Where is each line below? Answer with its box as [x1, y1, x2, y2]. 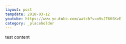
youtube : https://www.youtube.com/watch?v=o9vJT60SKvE [5, 16, 122, 21]
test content [5, 34, 30, 40]
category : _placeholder [5, 21, 55, 26]
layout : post [5, 7, 32, 12]
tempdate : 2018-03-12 [5, 12, 50, 17]
